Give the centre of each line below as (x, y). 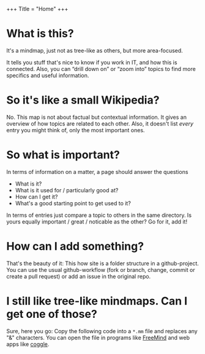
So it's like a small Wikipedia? (83, 100)
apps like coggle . (28, 344)
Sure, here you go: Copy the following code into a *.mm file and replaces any (102, 331)
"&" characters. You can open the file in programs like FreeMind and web (98, 337)
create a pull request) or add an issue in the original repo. (79, 276)
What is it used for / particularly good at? (67, 190)
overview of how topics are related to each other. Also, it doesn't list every (100, 123)
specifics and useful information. (48, 75)
